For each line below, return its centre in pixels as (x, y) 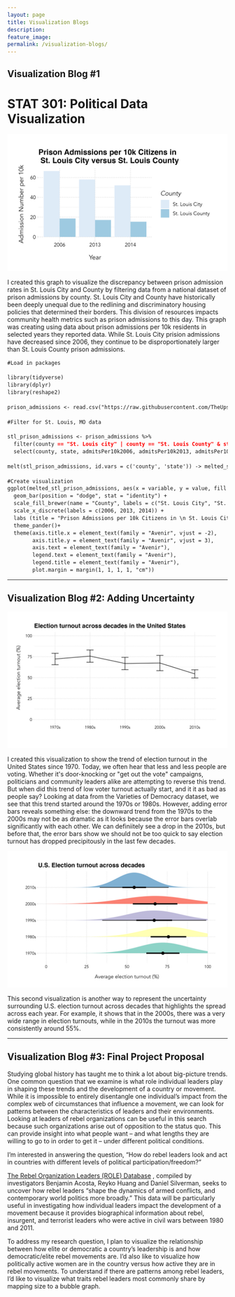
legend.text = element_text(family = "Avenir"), (105, 555)
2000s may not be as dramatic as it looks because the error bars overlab (112, 819)
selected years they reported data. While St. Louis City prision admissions (114, 334)
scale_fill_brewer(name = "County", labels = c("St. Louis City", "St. (120, 504)
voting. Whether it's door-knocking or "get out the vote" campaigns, (106, 774)
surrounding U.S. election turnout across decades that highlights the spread (116, 1006)
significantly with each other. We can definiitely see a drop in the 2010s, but (116, 826)
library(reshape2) (34, 393)
